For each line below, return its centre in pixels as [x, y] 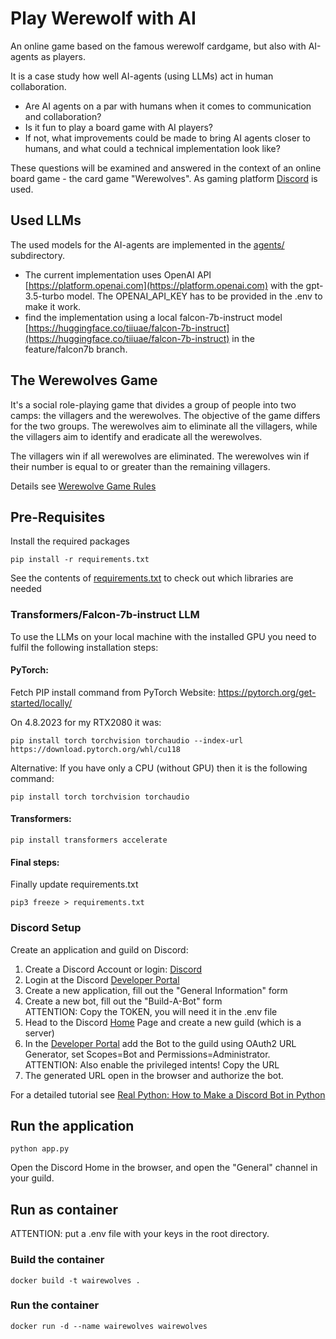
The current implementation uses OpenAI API [118, 274]
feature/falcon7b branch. [76, 349]
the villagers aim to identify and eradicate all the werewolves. [136, 436]
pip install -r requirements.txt [80, 560]
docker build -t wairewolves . [75, 1280]
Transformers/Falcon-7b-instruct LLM [105, 615]
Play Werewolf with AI [103, 18]
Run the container [55, 1305]
